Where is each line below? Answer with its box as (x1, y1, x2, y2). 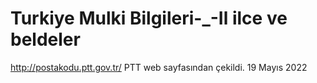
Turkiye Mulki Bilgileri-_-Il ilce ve (10, 7, 288, 30)
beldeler (10, 28, 81, 51)
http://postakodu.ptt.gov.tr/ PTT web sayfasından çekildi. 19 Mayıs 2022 (10, 61, 308, 73)
